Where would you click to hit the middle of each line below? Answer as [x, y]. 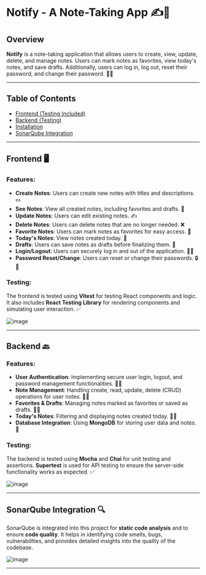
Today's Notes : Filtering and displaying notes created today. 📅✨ [96, 417]
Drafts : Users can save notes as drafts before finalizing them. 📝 [95, 244]
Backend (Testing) [38, 120]
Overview [25, 39]
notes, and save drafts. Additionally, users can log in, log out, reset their [97, 67]
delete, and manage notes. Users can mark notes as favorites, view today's [101, 61]
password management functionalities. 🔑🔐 [69, 384]
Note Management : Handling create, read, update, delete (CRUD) [98, 390]
